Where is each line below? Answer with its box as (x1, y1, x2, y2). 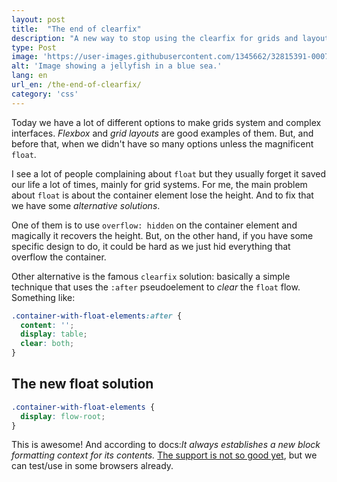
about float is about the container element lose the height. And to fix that (11, 189, 314, 201)
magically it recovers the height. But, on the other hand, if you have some (11, 229, 314, 241)
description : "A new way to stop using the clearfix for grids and (11, 33, 299, 43)
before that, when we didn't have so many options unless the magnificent (11, 137, 314, 150)
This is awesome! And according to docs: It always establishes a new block (11, 439, 321, 451)
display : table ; (20, 329, 88, 340)
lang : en (11, 71, 48, 81)
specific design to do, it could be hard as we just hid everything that (11, 240, 291, 252)
